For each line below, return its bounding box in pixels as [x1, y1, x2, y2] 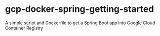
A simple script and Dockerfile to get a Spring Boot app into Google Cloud [5, 20, 156, 26]
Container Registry [5, 25, 43, 31]
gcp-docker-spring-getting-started [5, 3, 154, 15]
